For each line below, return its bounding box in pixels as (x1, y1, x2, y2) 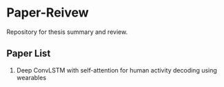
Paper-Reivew (6, 5, 89, 21)
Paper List (6, 48, 51, 59)
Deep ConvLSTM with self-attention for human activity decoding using (16, 66, 218, 74)
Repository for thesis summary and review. (6, 28, 128, 36)
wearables (16, 73, 46, 81)
